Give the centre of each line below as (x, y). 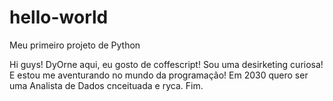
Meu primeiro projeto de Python (75, 45)
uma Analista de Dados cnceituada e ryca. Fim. (106, 85)
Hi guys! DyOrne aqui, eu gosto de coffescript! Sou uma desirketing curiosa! (166, 64)
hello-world (59, 17)
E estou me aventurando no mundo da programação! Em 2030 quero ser (159, 75)
